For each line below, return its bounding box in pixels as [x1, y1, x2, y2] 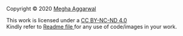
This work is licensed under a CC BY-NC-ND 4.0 [6, 17, 127, 23]
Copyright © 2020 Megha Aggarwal [6, 5, 96, 12]
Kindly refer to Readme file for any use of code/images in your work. [6, 23, 178, 30]
